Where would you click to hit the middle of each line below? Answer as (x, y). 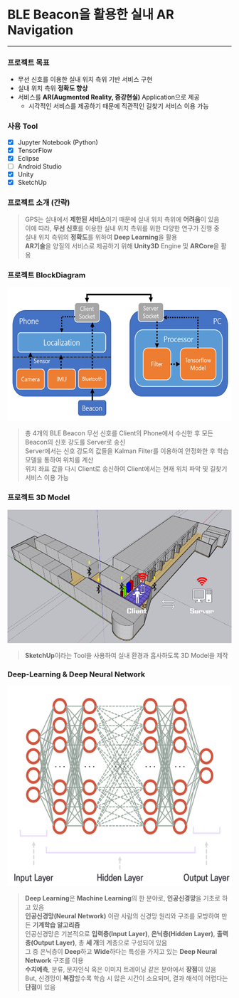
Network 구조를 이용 (54, 960)
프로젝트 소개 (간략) (39, 202)
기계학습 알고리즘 (56, 925)
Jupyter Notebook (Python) (58, 142)
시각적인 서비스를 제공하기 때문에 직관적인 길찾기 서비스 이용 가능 (118, 106)
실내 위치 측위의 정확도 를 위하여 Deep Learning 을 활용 (101, 237)
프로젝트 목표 (28, 63)
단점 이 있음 (40, 987)
